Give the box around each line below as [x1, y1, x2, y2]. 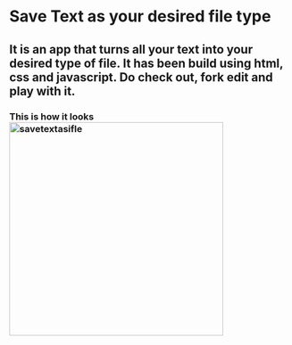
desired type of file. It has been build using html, [9, 55, 284, 70]
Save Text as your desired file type [9, 6, 271, 27]
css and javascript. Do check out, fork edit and [9, 70, 274, 85]
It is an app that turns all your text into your [9, 42, 253, 57]
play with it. [9, 83, 76, 99]
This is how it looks [9, 110, 95, 122]
